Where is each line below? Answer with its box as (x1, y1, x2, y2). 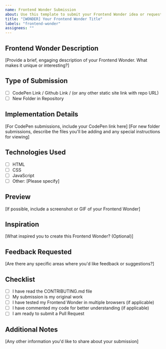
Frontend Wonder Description (5, 44, 99, 52)
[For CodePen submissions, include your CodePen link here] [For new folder (5, 123, 160, 129)
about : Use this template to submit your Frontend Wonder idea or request (5, 12, 163, 17)
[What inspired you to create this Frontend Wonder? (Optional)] (5, 233, 133, 239)
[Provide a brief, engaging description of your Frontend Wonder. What (5, 57, 147, 63)
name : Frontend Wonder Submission (5, 7, 77, 12)
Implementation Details (5, 110, 79, 119)
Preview (5, 193, 31, 201)
